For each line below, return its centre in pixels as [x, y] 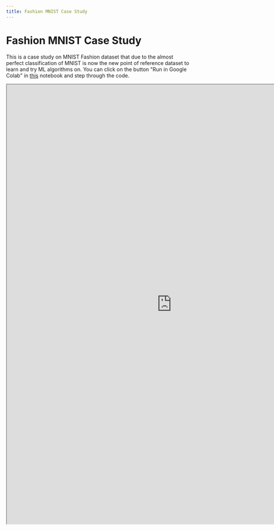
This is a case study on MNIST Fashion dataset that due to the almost [90, 57]
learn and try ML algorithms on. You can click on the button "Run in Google [97, 69]
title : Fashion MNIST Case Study [47, 11]
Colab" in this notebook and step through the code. [68, 75]
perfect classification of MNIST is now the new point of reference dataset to [97, 63]
